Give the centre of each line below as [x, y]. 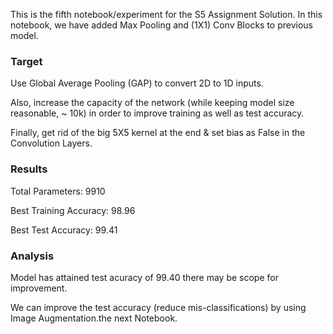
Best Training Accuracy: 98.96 [73, 210]
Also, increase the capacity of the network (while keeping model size [152, 103]
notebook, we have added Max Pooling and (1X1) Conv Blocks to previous [161, 25]
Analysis [32, 256]
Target [26, 61]
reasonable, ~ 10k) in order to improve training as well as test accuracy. [157, 113]
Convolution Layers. [51, 143]
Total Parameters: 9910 [58, 191]
